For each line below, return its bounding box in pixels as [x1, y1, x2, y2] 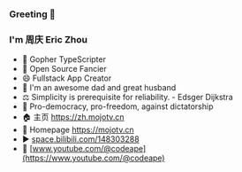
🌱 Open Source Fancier [21, 64, 108, 74]
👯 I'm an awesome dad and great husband [21, 82, 177, 93]
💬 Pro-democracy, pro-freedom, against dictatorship [21, 101, 214, 112]
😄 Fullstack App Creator [21, 73, 112, 83]
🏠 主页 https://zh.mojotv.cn [21, 112, 125, 122]
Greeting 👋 [9, 8, 56, 20]
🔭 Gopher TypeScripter [21, 54, 106, 65]
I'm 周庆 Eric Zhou [9, 33, 88, 45]
